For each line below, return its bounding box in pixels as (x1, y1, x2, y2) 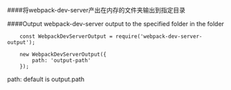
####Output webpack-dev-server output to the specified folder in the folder (7, 20, 225, 27)
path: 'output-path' (32, 57, 91, 64)
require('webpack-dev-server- (115, 33, 203, 40)
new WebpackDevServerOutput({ (19, 51, 107, 58)
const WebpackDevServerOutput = (19, 33, 113, 40)
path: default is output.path (7, 75, 85, 83)
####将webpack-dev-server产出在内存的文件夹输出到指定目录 (7, 6, 185, 14)
